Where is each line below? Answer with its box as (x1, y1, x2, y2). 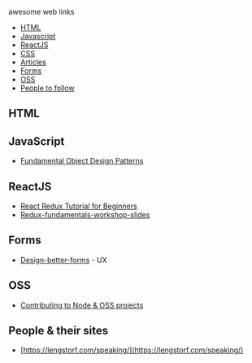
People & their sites (8, 324, 109, 338)
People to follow (20, 83, 75, 93)
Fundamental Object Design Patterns (20, 156, 144, 166)
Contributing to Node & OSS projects (20, 300, 144, 310)
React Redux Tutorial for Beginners (20, 201, 137, 211)
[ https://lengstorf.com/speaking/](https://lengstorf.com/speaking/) (20, 345, 244, 355)
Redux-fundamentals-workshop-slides (20, 210, 150, 220)
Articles (20, 57, 46, 67)
